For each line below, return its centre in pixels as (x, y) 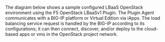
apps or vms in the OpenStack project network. (69, 34)
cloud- (151, 29)
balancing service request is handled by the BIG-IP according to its (75, 23)
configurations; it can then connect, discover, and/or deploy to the (74, 29)
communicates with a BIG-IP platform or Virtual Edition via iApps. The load (83, 18)
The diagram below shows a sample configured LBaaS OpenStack (74, 7)
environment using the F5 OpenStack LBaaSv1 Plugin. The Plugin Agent (80, 13)
